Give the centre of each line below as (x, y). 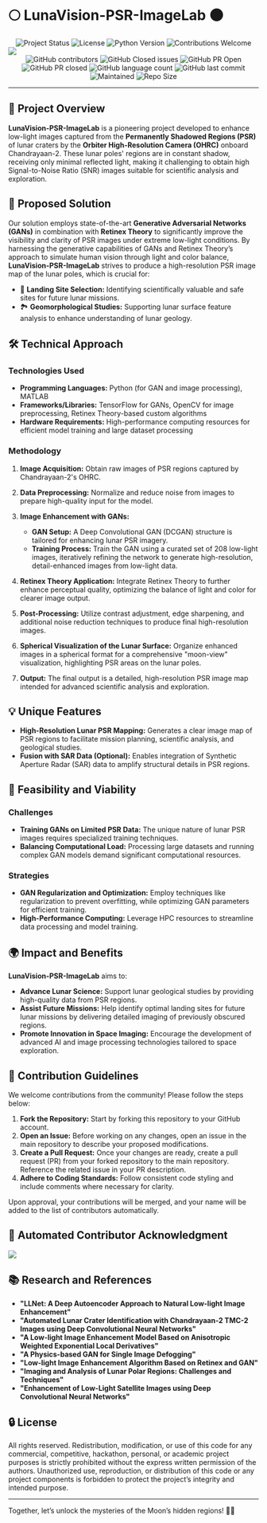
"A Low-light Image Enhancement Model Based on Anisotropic (125, 1337)
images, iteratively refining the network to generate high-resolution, (142, 557)
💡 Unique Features (55, 711)
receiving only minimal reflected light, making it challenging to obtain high (129, 162)
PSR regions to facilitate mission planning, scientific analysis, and (127, 739)
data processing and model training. (79, 927)
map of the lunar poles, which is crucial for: (79, 274)
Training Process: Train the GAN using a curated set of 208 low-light (145, 548)
